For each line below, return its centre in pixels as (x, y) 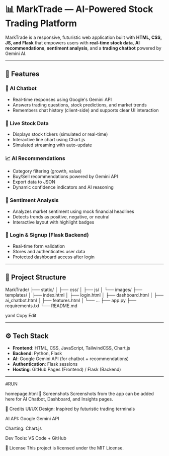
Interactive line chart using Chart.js (49, 139)
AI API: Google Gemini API (32, 419)
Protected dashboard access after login (53, 257)
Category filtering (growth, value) (47, 171)
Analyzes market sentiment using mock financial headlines (73, 211)
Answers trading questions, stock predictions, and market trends (79, 105)
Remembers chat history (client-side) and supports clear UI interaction (86, 110)
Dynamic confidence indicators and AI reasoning (63, 187)
